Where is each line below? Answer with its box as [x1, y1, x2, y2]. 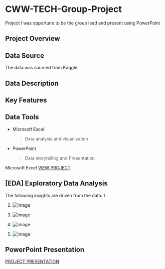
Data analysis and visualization [24, 135, 88, 141]
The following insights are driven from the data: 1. [5, 192, 107, 198]
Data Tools [5, 113, 39, 122]
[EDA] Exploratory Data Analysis [5, 179, 108, 188]
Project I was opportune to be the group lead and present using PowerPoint [5, 20, 161, 26]
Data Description [5, 79, 59, 88]
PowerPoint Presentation [5, 245, 85, 254]
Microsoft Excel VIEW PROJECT [5, 164, 71, 170]
